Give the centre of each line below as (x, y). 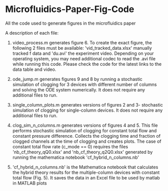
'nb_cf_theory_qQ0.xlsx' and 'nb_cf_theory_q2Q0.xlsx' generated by (82, 152)
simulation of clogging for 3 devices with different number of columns (85, 84)
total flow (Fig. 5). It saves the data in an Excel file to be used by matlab (86, 177)
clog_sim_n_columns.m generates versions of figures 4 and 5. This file (85, 125)
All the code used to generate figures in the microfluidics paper (71, 23)
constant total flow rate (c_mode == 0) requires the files (70, 146)
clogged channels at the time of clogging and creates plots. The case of (87, 141)
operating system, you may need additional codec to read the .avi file (84, 58)
